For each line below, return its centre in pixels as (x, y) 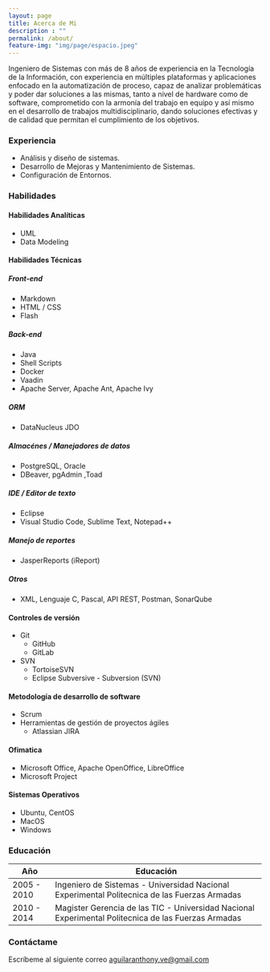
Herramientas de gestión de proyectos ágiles (94, 723)
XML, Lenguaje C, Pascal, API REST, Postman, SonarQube (116, 599)
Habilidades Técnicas (45, 260)
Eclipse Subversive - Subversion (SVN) (96, 678)
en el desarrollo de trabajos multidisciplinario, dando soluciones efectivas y (133, 111)
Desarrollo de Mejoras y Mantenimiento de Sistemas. (107, 166)
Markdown (38, 299)
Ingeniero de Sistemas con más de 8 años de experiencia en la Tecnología (131, 68)
